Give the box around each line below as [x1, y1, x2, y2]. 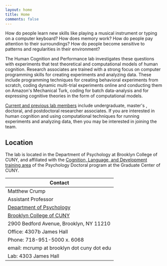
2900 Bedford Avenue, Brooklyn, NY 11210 [7, 220, 111, 227]
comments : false [5, 16, 39, 21]
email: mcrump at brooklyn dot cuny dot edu [7, 245, 111, 252]
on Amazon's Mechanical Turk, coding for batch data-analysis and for [5, 88, 149, 94]
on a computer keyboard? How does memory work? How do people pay [5, 35, 153, 41]
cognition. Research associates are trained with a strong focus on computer [5, 66, 161, 72]
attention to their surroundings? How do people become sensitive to [5, 41, 145, 47]
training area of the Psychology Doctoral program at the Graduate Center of [5, 162, 161, 168]
